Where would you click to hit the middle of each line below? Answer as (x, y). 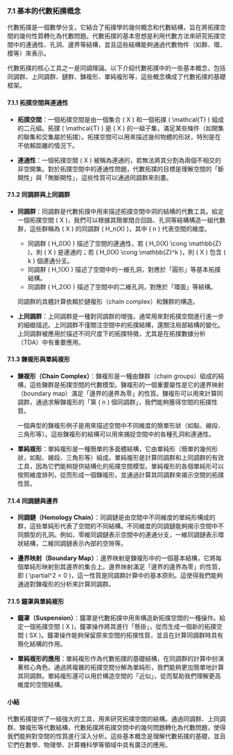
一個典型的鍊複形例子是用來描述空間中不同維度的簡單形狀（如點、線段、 (120, 425)
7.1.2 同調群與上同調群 (39, 195)
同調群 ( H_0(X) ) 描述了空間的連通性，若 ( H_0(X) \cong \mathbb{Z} (124, 243)
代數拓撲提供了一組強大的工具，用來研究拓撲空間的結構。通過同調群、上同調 (116, 718)
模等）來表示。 (28, 53)
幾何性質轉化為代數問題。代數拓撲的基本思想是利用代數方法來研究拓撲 (119, 36)
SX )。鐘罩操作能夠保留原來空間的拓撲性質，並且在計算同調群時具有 (126, 635)
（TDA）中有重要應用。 (51, 342)
